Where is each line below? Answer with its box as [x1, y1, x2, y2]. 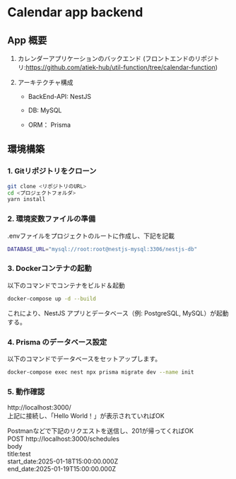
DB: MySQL [28, 106, 62, 114]
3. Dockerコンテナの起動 [7, 263, 92, 273]
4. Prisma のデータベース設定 [7, 337, 107, 347]
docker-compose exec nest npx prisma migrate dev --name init [7, 369, 194, 376]
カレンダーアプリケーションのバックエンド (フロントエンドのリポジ [17, 54, 213, 62]
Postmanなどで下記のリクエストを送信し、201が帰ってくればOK [7, 427, 194, 435]
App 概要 [7, 34, 47, 46]
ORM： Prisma [28, 121, 71, 129]
